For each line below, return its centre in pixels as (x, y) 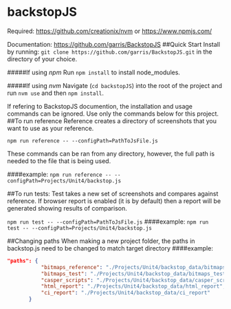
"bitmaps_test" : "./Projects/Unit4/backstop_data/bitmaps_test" (135, 274)
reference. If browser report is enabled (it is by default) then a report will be (114, 201)
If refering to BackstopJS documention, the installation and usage (100, 106)
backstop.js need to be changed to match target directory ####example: (110, 248)
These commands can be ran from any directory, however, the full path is (111, 153)
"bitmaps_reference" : (72, 267)
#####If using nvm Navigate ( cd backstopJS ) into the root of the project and (114, 85)
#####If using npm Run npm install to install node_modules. (94, 72)
